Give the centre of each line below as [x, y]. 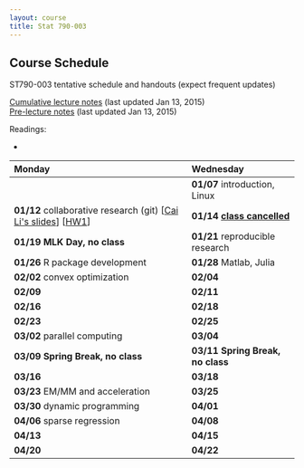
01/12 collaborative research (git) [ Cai [96, 211]
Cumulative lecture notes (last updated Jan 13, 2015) [107, 102]
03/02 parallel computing [68, 336]
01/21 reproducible [233, 236]
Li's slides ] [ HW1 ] [52, 222]
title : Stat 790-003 [48, 26]
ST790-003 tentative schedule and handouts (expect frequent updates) [142, 85]
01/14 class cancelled [241, 216]
